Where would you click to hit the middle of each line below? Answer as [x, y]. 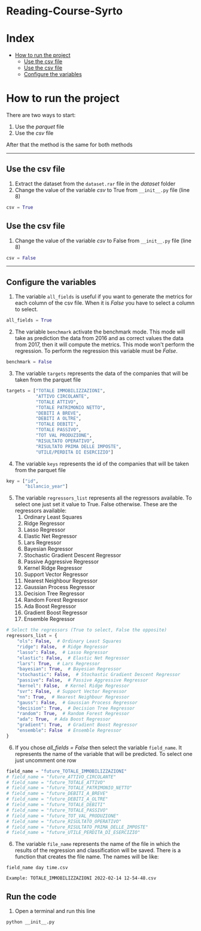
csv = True [20, 207]
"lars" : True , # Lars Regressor [59, 663]
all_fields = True [29, 320]
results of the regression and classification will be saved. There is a [98, 851]
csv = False [21, 258]
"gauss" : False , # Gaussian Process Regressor [77, 702]
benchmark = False [29, 362]
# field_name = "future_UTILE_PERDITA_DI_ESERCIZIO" [73, 833]
